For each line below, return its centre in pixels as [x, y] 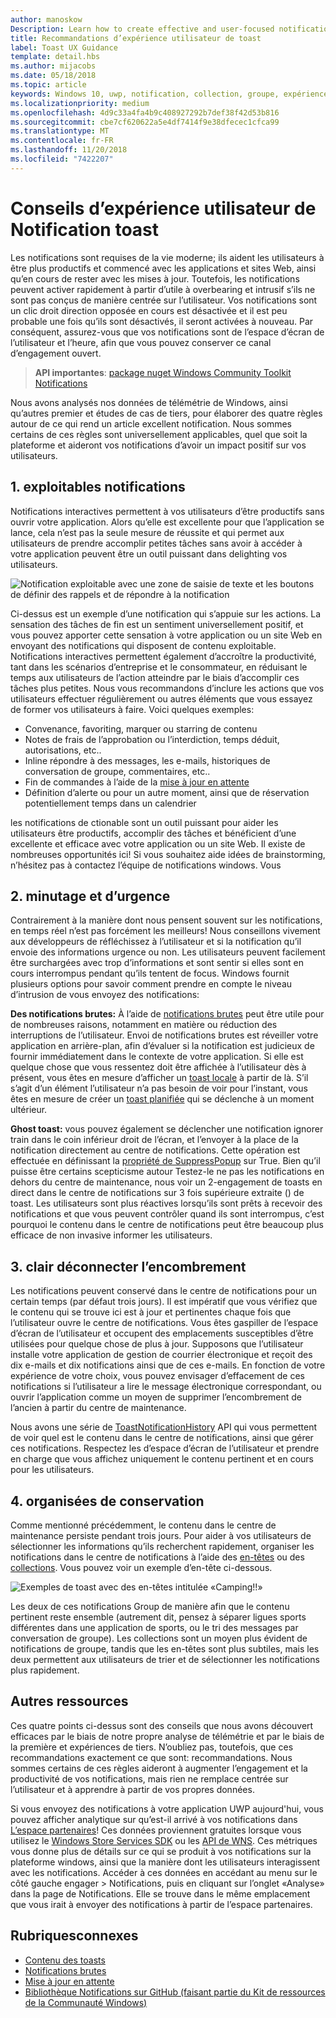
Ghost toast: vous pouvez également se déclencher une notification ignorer [167, 1129]
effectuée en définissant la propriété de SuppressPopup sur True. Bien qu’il [165, 1161]
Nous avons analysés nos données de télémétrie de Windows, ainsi [149, 402]
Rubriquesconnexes [74, 1936]
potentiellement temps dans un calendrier [110, 803]
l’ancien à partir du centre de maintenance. [98, 1408]
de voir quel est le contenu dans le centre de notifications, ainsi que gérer [162, 1438]
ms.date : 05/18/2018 [53, 76]
